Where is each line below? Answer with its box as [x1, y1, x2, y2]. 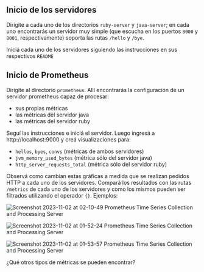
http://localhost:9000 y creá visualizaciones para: [6, 135, 131, 143]
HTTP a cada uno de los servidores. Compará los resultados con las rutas [6, 179, 192, 186]
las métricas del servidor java [15, 111, 90, 118]
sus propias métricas [15, 104, 68, 112]
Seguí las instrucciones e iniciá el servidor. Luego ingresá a [6, 129, 155, 137]
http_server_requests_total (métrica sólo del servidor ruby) [15, 160, 167, 168]
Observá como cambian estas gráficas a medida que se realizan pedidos [6, 172, 190, 179]
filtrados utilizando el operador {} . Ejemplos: [6, 191, 118, 199]
